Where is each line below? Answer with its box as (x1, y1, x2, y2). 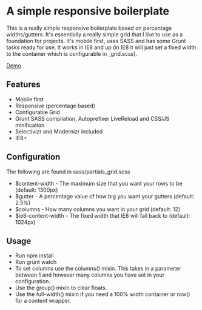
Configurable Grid (15, 108, 61, 116)
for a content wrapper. (15, 297, 72, 305)
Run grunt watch (15, 258, 57, 266)
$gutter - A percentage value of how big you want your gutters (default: (15, 192, 195, 200)
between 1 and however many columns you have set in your (15, 271, 165, 278)
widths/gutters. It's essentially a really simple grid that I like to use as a (6, 30, 183, 38)
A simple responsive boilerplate (6, 4, 170, 18)
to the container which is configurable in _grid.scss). (6, 50, 138, 57)
